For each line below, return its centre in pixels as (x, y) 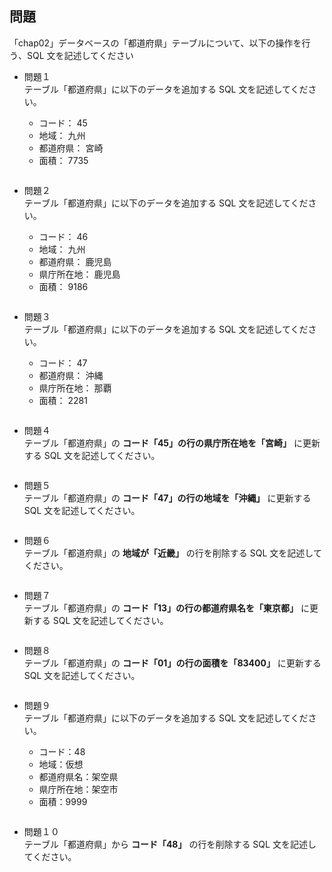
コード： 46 (63, 236)
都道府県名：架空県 (78, 776)
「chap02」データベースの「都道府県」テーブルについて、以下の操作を (155, 43)
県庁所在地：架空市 (78, 789)
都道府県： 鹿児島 (75, 261)
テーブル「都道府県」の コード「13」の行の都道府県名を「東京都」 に (166, 608)
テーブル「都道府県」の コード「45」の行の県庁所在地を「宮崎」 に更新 (172, 443)
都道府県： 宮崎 (71, 148)
